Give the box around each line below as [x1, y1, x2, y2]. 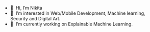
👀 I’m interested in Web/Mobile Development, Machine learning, [10, 10, 145, 16]
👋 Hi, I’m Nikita [10, 5, 42, 11]
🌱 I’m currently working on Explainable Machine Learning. [10, 21, 133, 27]
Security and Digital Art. [10, 16, 61, 21]
